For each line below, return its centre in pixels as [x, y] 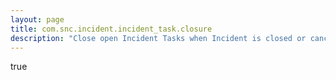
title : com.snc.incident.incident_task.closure [111, 29]
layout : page [37, 19]
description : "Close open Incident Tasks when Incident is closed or [158, 38]
